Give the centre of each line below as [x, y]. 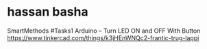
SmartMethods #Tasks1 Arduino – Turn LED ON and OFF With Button [104, 31]
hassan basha [48, 12]
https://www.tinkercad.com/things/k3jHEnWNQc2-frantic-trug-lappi [103, 37]
